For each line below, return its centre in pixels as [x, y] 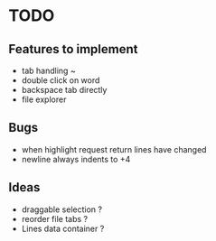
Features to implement [73, 49]
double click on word [61, 80]
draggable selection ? [62, 209]
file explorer [44, 99]
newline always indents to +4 [76, 159]
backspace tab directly [64, 90]
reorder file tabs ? [55, 218]
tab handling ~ [48, 70]
